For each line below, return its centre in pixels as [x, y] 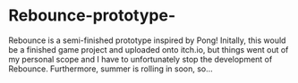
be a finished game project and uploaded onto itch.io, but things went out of [149, 49]
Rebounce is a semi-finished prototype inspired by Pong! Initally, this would [147, 40]
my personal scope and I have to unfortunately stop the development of [140, 59]
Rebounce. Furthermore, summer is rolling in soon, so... [111, 69]
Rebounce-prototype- [92, 16]
